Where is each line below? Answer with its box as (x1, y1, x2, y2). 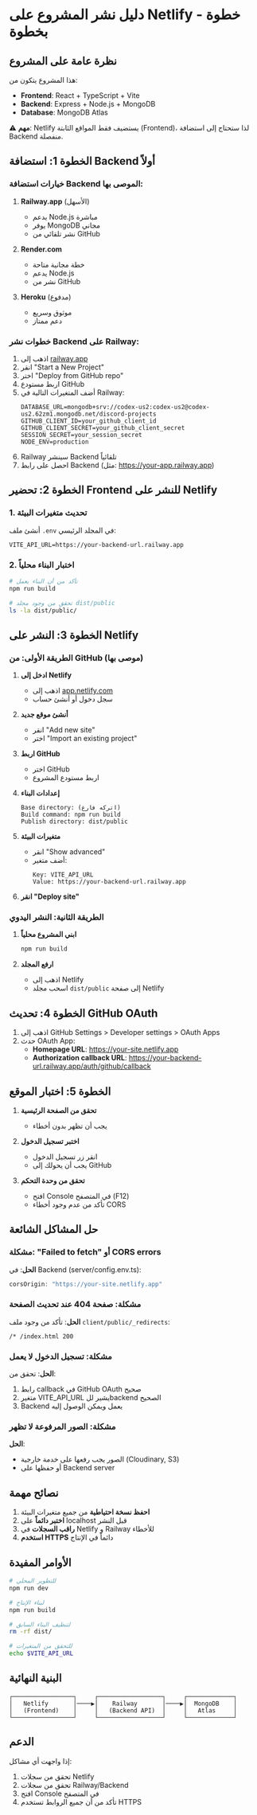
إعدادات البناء (20, 788, 60, 798)
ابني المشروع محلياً (20, 930, 77, 939)
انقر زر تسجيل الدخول (32, 1152, 98, 1161)
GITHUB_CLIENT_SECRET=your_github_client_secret (20, 423, 185, 431)
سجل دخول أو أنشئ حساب (32, 694, 114, 704)
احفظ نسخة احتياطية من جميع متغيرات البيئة (20, 1507, 150, 1517)
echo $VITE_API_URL (9, 1649, 74, 1657)
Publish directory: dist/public (20, 818, 128, 826)
